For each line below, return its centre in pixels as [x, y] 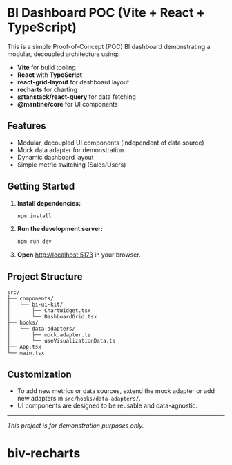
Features [27, 126]
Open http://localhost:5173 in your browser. [79, 255]
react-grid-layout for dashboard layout [73, 82]
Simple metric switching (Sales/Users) [71, 165]
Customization [40, 374]
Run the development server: [60, 229]
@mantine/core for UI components [68, 104]
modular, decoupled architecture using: [63, 54]
